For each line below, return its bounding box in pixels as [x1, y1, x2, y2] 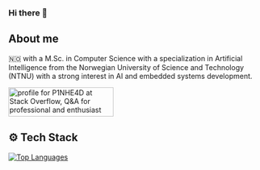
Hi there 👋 [8, 7, 48, 19]
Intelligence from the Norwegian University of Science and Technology [8, 62, 245, 72]
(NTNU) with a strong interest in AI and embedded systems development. [8, 71, 253, 81]
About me [8, 32, 59, 46]
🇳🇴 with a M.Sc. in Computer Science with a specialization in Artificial [8, 53, 243, 63]
